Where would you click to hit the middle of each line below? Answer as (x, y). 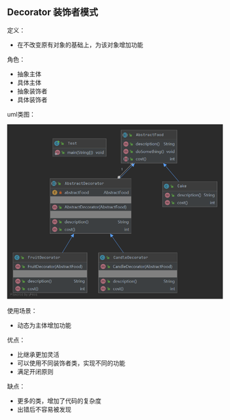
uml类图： (21, 114)
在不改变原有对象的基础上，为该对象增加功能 (80, 45)
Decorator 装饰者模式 (53, 12)
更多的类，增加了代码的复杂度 (59, 401)
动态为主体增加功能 (44, 325)
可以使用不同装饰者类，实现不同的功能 (71, 363)
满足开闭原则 (35, 372)
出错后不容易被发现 (44, 410)
